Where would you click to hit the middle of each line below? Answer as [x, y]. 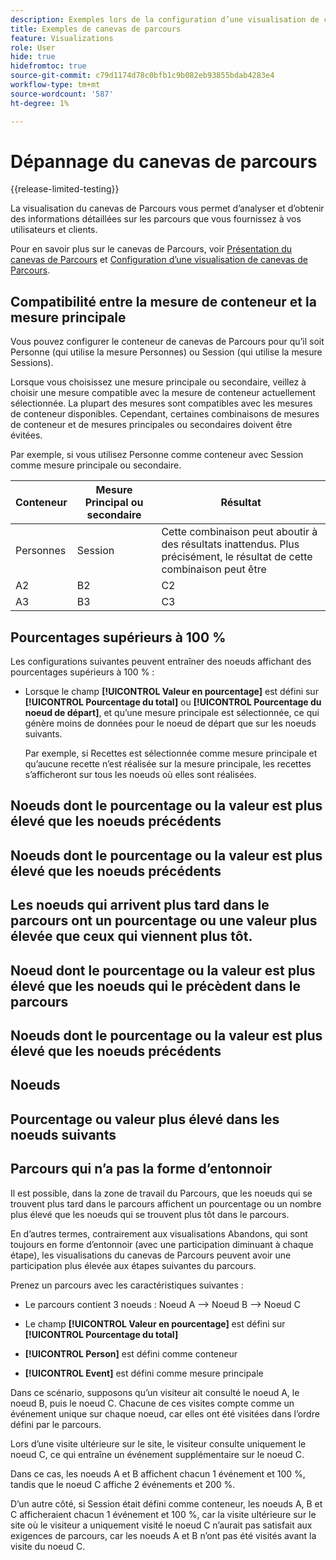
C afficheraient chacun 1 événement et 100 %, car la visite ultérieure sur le [163, 1514]
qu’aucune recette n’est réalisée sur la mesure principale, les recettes [168, 764]
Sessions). [32, 363]
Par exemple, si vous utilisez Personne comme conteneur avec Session [157, 455]
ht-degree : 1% [40, 103]
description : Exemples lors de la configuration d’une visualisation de [165, 19]
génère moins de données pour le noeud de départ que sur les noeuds [170, 723]
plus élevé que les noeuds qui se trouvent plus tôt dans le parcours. [150, 1214]
